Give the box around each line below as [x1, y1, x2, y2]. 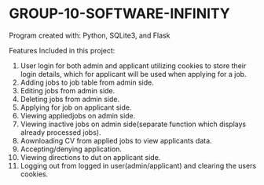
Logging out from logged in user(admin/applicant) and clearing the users [20, 161, 257, 170]
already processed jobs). [20, 127, 101, 137]
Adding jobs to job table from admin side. [20, 78, 154, 87]
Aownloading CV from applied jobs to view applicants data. [20, 136, 212, 145]
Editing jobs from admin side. [20, 85, 115, 95]
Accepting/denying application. [20, 144, 123, 154]
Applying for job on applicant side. [20, 103, 132, 112]
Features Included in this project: [9, 45, 115, 55]
